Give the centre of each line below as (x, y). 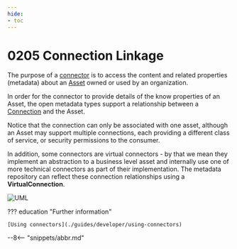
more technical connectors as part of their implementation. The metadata (114, 169)
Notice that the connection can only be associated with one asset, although (118, 126)
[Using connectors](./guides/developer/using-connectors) (95, 225)
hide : (15, 14)
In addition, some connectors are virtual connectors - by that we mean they (118, 154)
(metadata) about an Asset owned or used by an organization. (98, 83)
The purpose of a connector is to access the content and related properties (117, 75)
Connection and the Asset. (46, 111)
